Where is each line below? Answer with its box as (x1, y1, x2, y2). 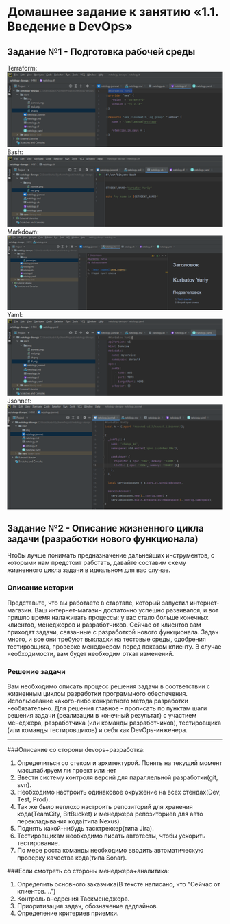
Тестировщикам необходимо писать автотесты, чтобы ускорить (16, 832, 206, 840)
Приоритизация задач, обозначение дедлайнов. (16, 901, 159, 910)
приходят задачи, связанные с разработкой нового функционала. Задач (7, 627, 219, 636)
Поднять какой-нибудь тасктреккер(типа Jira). (16, 824, 154, 832)
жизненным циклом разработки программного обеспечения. (7, 689, 188, 697)
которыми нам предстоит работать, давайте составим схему (7, 559, 187, 567)
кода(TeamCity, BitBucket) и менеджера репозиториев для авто (16, 810, 203, 818)
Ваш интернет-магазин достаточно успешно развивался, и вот (34, 605, 219, 614)
